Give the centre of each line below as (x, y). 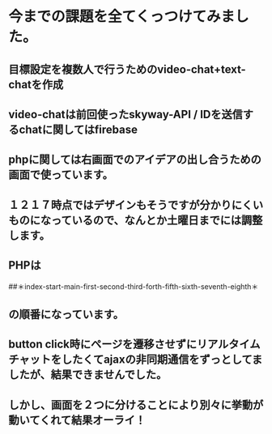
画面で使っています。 (61, 175)
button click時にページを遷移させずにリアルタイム (134, 345)
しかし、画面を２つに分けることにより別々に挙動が (136, 404)
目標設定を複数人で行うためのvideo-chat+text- (127, 69)
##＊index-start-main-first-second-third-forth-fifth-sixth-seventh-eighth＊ (134, 286)
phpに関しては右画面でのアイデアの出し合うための (135, 160)
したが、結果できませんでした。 (88, 374)
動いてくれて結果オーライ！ (77, 420)
